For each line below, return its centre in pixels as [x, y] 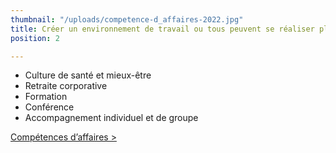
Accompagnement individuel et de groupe [111, 118]
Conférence [49, 107]
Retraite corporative [66, 86]
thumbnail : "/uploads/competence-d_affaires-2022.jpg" [127, 19]
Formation [46, 97]
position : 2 [35, 38]
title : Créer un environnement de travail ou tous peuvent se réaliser [162, 29]
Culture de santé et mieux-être [88, 75]
